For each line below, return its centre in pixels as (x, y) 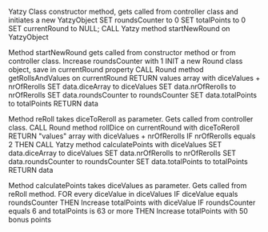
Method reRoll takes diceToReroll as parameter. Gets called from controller (131, 119)
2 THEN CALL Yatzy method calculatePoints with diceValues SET (115, 144)
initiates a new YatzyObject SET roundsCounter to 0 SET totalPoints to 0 (127, 20)
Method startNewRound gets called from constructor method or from (122, 52)
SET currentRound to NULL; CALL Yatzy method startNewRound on (119, 28)
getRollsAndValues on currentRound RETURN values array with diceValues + (134, 78)
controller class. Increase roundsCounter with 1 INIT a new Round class (126, 61)
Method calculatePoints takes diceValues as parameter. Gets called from (128, 186)
